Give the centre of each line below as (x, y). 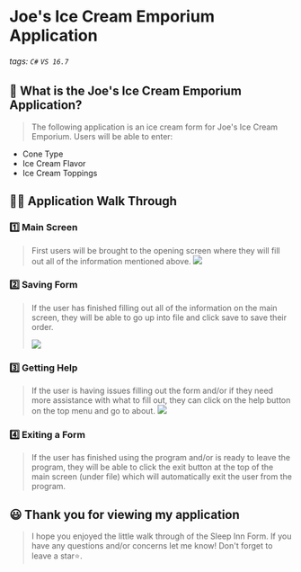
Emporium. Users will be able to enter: (102, 136)
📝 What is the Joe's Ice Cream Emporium (126, 91)
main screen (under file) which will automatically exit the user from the (161, 477)
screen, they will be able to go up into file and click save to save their (159, 317)
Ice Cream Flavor (54, 163)
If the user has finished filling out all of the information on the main (154, 308)
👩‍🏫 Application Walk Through (93, 201)
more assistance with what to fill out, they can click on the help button (161, 400)
